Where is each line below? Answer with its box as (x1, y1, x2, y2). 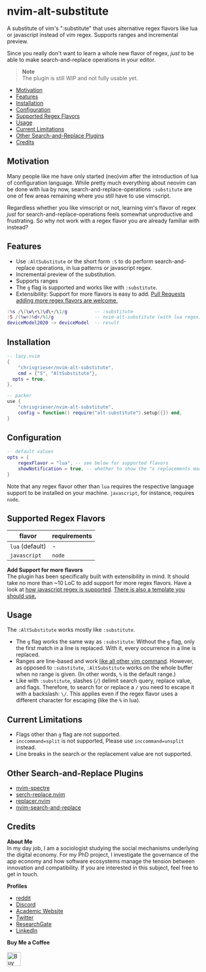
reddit (15, 894, 31, 901)
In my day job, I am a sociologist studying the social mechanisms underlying (7, 844, 199, 852)
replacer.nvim (15, 797, 51, 805)
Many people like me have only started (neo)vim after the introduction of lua (7, 172, 199, 180)
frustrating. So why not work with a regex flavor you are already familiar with (7, 216, 200, 224)
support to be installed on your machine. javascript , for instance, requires (7, 489, 194, 496)
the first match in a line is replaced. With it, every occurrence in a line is (15, 645, 196, 652)
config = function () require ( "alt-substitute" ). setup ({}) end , (18, 410, 183, 416)
